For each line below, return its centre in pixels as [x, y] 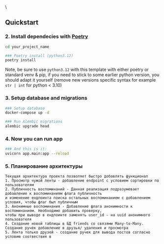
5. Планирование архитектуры [44, 166]
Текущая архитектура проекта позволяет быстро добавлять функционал [77, 177]
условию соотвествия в [28, 237]
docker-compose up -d [27, 113]
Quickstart [22, 22]
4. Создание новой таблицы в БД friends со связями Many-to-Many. [74, 224]
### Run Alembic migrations [34, 122]
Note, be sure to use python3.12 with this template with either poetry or [77, 70]
